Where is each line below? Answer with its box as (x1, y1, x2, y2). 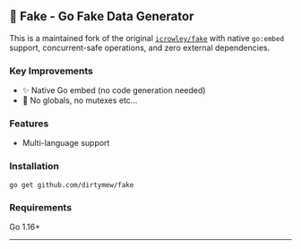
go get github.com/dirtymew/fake (9, 180, 134, 189)
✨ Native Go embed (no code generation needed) (21, 85, 206, 96)
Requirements (9, 201, 73, 213)
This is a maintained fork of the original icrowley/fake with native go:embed (9, 32, 285, 43)
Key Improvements (9, 64, 94, 77)
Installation (9, 160, 60, 173)
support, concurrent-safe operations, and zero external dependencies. (9, 42, 271, 53)
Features (9, 117, 49, 130)
